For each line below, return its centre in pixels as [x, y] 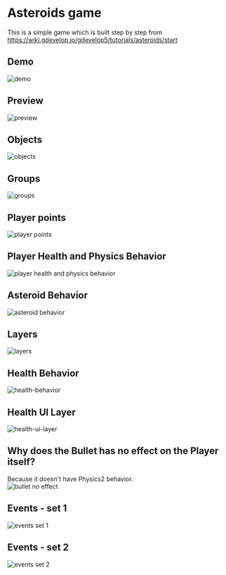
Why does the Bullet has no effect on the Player [113, 451]
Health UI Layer [41, 412]
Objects [25, 139]
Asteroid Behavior [48, 296]
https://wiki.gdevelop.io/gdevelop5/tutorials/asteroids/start [92, 39]
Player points [37, 218]
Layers [22, 334]
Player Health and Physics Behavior [87, 256]
